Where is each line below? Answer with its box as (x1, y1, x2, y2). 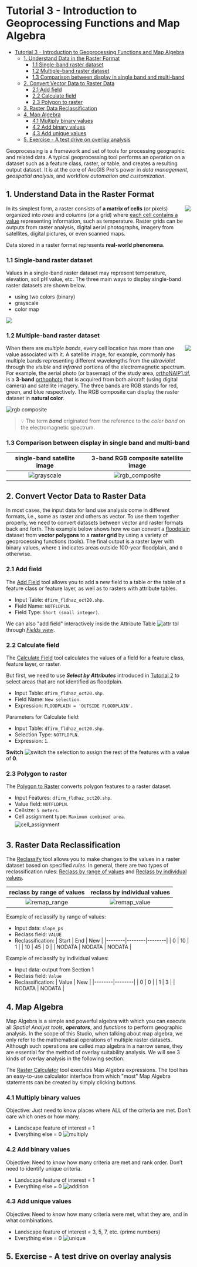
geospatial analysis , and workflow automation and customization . (6, 172, 166, 179)
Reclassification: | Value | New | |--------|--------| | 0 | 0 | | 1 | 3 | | (14, 978, 175, 986)
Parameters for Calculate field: (6, 713, 80, 720)
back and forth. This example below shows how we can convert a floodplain (6, 525, 191, 532)
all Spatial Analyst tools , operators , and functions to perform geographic (6, 1024, 183, 1031)
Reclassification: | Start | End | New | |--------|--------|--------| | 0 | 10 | (14, 937, 189, 944)
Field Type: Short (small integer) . (14, 608, 100, 615)
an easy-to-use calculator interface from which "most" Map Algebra (6, 1072, 171, 1080)
